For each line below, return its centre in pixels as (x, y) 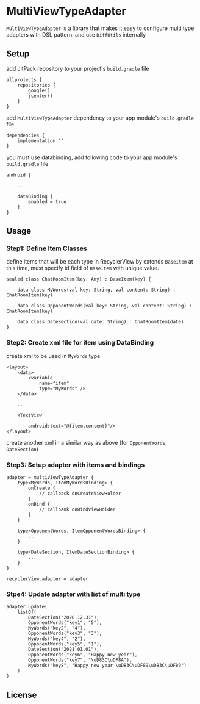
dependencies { (26, 135)
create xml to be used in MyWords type (53, 356)
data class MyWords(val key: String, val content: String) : (96, 290)
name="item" (54, 383)
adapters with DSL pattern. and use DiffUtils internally (76, 34)
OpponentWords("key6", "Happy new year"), (83, 655)
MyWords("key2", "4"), (57, 628)
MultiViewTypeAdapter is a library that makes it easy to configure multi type (100, 28)
